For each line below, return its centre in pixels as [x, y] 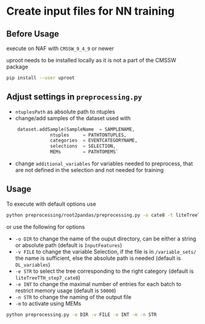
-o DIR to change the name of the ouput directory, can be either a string [106, 239]
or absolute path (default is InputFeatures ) [68, 245]
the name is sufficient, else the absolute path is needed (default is [98, 258]
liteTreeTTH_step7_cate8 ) [48, 277]
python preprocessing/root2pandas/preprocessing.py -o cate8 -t [90, 215]
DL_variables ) [33, 264]
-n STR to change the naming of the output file [73, 297]
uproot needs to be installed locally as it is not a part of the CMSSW [92, 60]
